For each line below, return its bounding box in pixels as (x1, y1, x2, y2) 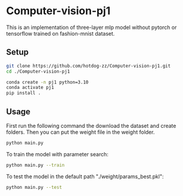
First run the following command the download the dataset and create (6, 122, 176, 129)
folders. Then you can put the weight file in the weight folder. (6, 128, 155, 136)
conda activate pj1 (6, 85, 54, 91)
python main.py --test (6, 184, 62, 190)
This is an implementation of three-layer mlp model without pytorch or (6, 24, 177, 31)
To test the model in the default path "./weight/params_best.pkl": (6, 173, 164, 180)
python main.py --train (6, 162, 65, 168)
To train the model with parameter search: (6, 150, 108, 158)
